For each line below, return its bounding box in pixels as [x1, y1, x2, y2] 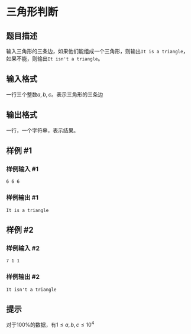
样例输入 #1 [6, 165, 38, 173]
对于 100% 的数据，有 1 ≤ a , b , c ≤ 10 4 [6, 320, 95, 329]
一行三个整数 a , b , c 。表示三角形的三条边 [6, 91, 103, 98]
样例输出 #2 [6, 273, 40, 281]
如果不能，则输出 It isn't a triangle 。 [6, 55, 103, 62]
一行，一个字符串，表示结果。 [6, 127, 79, 134]
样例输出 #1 [6, 194, 38, 202]
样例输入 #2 [6, 244, 40, 252]
